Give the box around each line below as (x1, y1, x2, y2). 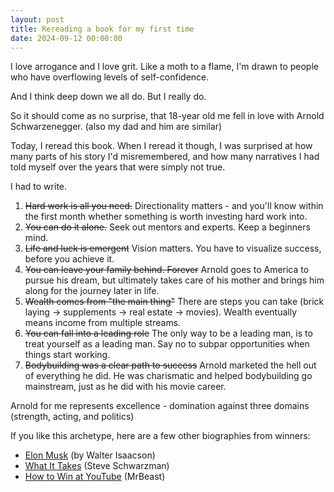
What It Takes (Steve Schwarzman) (24, 460, 170, 472)
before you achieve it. (24, 253, 115, 265)
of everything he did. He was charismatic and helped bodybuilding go (24, 370, 313, 382)
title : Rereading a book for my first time (10, 24, 195, 34)
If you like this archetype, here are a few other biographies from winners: (10, 430, 311, 442)
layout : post (10, 14, 65, 25)
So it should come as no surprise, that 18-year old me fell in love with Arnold (10, 110, 325, 122)
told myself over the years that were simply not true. (10, 161, 226, 173)
